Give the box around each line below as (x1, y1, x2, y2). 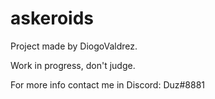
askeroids (10, 7, 95, 30)
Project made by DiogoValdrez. (10, 40, 138, 52)
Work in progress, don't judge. (10, 59, 136, 71)
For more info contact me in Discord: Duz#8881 (10, 78, 206, 91)
